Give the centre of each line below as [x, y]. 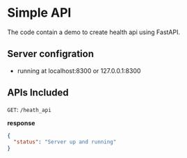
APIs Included [38, 93]
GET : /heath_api [30, 109]
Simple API [39, 13]
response [21, 123]
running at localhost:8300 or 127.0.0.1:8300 [79, 70]
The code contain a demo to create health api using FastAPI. [94, 32]
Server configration [50, 54]
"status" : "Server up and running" [65, 142]
